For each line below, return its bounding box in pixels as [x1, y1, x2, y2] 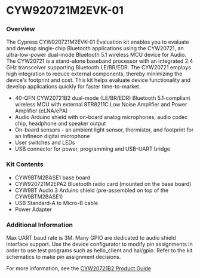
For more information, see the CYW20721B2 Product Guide [6, 265, 151, 272]
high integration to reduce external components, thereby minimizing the [6, 70, 183, 78]
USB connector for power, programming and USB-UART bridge [14, 145, 170, 152]
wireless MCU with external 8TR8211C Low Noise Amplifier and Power [14, 101, 187, 108]
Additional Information [6, 221, 73, 229]
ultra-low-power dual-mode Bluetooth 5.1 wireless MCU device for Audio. [6, 51, 187, 59]
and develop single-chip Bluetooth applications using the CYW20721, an [6, 45, 184, 52]
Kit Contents [6, 160, 44, 169]
